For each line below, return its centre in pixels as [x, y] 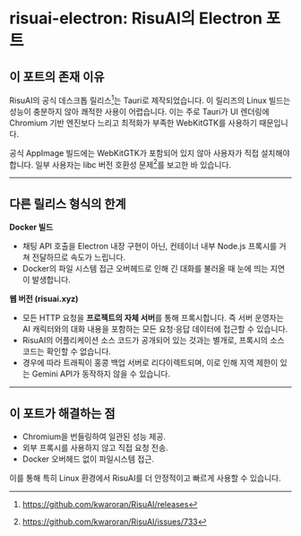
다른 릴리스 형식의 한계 [68, 204]
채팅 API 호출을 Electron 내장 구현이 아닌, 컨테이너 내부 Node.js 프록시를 [150, 246]
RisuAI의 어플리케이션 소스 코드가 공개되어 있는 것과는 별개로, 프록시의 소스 [153, 341]
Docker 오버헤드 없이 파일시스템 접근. [88, 459]
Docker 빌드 [31, 227]
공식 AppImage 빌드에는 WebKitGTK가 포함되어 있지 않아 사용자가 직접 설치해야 [150, 152]
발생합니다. [52, 280]
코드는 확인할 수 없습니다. [67, 351]
